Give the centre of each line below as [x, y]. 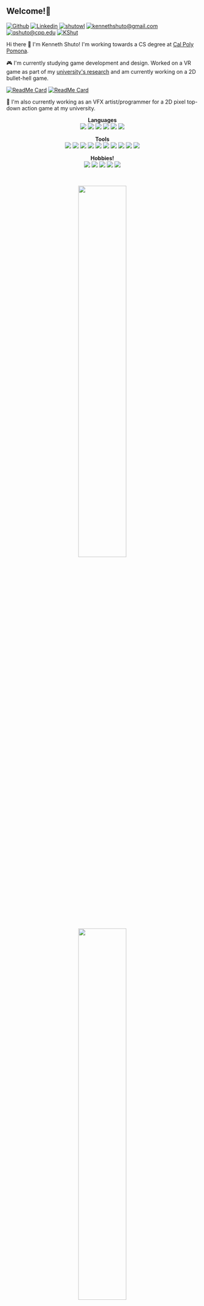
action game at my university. [58, 108]
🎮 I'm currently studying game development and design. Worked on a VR [99, 63]
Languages [102, 120]
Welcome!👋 [29, 11]
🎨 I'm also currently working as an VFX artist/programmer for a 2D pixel [96, 102]
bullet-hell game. [27, 78]
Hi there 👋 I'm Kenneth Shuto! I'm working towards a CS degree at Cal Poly [100, 44]
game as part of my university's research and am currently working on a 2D [101, 71]
